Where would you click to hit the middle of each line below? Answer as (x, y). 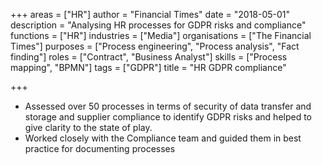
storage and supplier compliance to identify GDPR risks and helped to (168, 117)
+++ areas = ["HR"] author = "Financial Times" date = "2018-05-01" (150, 14)
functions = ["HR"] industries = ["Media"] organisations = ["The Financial (161, 35)
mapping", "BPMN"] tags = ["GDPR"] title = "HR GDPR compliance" (148, 67)
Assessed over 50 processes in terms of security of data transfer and (168, 106)
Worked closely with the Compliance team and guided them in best (163, 138)
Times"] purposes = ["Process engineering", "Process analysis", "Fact (155, 46)
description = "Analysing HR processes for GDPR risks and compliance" (158, 25)
